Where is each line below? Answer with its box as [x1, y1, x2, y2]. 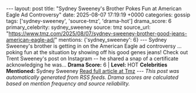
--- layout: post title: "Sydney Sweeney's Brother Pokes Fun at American [6, 5, 182, 12]
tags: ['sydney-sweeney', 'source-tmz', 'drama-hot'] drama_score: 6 [6, 18, 172, 24]
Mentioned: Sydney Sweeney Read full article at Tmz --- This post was [6, 68, 180, 74]
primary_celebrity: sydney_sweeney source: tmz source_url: [6, 24, 151, 31]
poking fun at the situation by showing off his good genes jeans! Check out [6, 49, 188, 55]
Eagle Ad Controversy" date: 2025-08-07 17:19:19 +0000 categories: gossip [6, 11, 190, 18]
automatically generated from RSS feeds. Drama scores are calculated [6, 74, 178, 81]
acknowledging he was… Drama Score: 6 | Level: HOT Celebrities [6, 61, 168, 68]
